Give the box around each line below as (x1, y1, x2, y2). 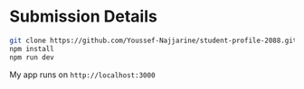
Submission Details (9, 6, 158, 27)
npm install (9, 44, 54, 53)
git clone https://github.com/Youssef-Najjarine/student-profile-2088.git (9, 36, 298, 45)
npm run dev (9, 52, 54, 62)
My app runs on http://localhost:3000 (9, 69, 156, 80)
